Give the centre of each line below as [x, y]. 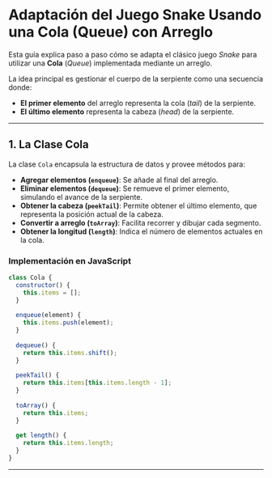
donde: [20, 87]
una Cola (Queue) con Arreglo [110, 32]
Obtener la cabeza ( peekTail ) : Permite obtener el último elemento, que [138, 205]
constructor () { [43, 285]
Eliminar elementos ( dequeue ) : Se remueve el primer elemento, [125, 188]
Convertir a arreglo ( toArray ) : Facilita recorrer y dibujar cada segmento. [140, 222]
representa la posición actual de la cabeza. [91, 214]
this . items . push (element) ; [68, 323]
